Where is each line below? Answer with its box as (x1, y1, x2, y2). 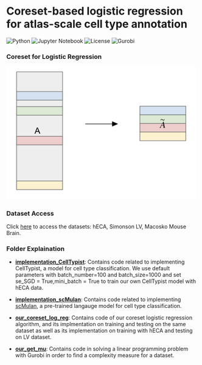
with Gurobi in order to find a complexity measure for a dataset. (15, 352, 175, 359)
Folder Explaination (6, 245, 65, 253)
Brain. (6, 230, 21, 237)
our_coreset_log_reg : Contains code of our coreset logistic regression (15, 314, 193, 321)
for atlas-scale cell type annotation (6, 17, 187, 31)
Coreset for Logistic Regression (6, 52, 102, 61)
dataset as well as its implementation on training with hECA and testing (15, 327, 193, 335)
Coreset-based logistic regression (6, 4, 184, 18)
